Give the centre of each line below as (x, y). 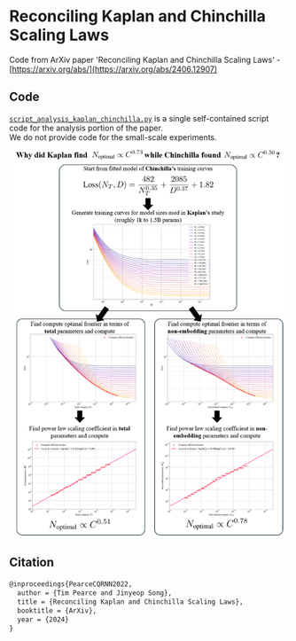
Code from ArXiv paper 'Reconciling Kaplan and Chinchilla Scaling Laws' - (145, 59)
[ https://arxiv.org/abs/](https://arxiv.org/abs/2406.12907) (113, 69)
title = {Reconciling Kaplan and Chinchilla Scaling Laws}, (130, 602)
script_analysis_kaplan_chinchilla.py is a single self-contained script (139, 118)
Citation (32, 563)
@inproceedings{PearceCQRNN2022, (71, 584)
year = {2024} (43, 619)
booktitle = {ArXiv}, (57, 610)
